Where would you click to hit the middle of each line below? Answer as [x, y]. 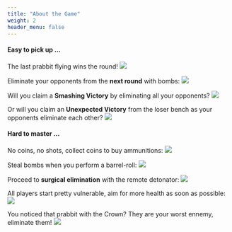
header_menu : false [36, 27]
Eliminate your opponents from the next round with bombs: [94, 81]
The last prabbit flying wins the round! [63, 66]
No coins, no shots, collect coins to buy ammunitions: [85, 150]
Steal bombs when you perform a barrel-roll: [72, 165]
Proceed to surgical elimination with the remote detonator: [93, 179]
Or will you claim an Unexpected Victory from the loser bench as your [110, 109]
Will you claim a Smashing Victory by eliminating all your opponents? [109, 95]
